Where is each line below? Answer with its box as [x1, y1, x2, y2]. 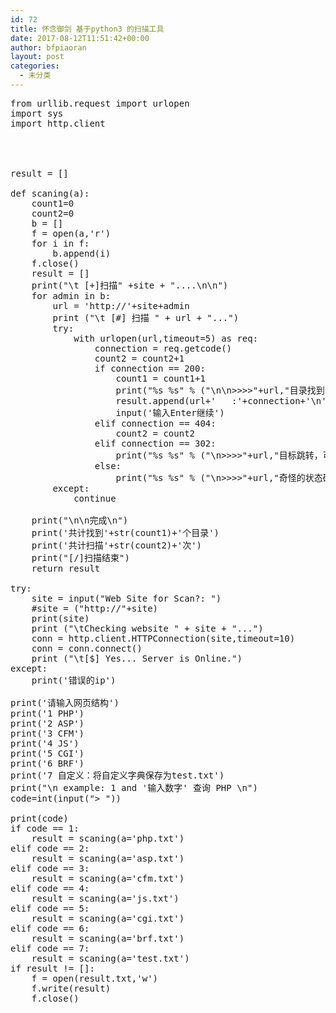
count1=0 [31, 197, 75, 209]
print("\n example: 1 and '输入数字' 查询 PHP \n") [10, 782, 258, 793]
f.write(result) [31, 982, 112, 994]
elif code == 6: [10, 922, 90, 934]
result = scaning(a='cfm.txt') [31, 872, 185, 884]
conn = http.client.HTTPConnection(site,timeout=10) [31, 632, 296, 644]
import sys [10, 107, 64, 119]
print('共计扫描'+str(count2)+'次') [31, 539, 203, 551]
